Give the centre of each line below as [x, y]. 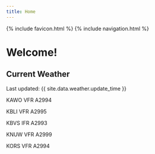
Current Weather [38, 74]
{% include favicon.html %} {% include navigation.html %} [78, 28]
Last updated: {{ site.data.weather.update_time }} [66, 88]
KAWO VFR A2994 [29, 100]
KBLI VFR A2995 [26, 111]
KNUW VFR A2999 [29, 134]
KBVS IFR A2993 [27, 123]
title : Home [21, 12]
